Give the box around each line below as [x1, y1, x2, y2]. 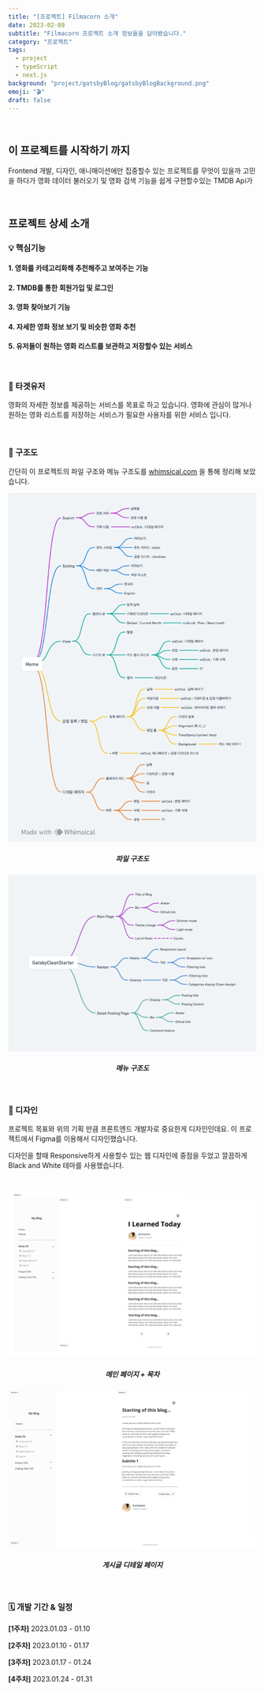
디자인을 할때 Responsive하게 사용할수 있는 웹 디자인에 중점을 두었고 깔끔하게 [8, 1151, 248, 1161]
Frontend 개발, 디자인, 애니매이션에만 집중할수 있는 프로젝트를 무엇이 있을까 [8, 166, 242, 175]
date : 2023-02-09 [8, 21, 65, 29]
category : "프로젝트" [8, 38, 73, 46]
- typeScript [15, 63, 58, 71]
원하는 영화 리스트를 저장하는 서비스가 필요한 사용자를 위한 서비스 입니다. [8, 410, 231, 420]
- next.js [15, 71, 47, 79]
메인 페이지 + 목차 [105, 1369, 160, 1379]
